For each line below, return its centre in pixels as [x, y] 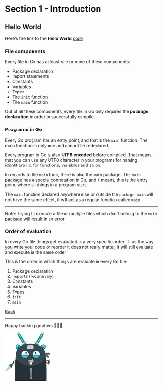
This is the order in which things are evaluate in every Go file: [66, 261]
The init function [30, 97]
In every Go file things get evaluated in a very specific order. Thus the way [79, 241]
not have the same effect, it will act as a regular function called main [73, 199]
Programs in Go [24, 129]
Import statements [30, 76]
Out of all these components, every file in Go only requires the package [77, 112]
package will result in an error [35, 219]
